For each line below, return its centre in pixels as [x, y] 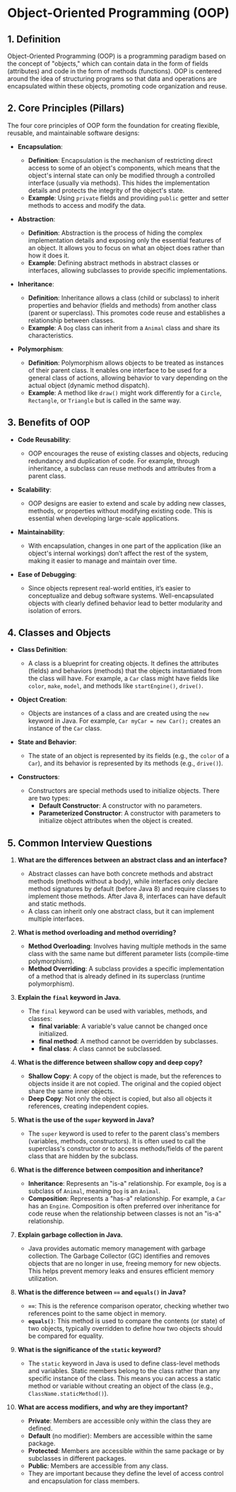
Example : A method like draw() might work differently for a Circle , [125, 392]
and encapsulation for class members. [84, 1481]
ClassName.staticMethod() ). [68, 1394]
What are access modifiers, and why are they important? [103, 1407]
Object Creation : [42, 700]
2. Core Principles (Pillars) [66, 109]
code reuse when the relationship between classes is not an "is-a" [125, 1213]
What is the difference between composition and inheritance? [110, 1170]
